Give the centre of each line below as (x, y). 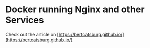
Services (25, 20)
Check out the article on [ (32, 34)
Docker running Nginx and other (75, 9)
